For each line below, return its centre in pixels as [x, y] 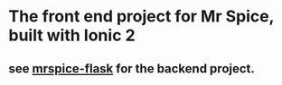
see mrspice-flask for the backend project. [132, 68]
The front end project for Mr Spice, [141, 17]
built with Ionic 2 [72, 35]
